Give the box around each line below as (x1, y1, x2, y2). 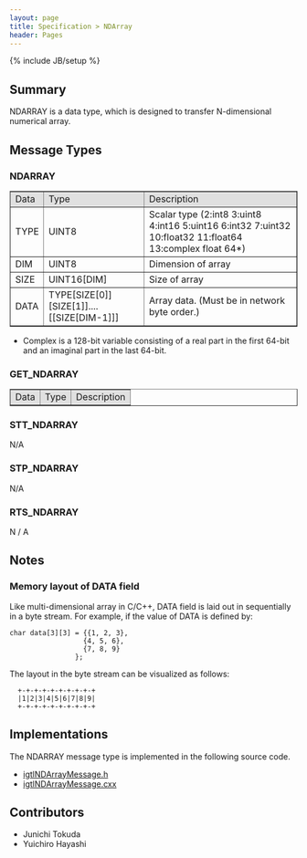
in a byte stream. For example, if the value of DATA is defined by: (9, 611, 253, 622)
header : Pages (9, 30, 64, 39)
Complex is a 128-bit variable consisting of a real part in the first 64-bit (22, 335, 290, 346)
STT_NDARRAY (9, 419, 79, 432)
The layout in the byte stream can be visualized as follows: (9, 668, 230, 679)
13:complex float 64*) (149, 242, 247, 255)
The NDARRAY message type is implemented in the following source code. (9, 750, 291, 762)
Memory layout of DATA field (9, 581, 140, 593)
